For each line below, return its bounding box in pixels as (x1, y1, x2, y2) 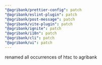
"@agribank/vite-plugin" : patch (5, 21, 73, 27)
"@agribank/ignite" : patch (5, 26, 62, 31)
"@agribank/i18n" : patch (5, 31, 57, 36)
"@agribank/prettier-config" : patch (5, 7, 82, 13)
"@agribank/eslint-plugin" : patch (5, 12, 78, 17)
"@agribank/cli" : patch (5, 36, 55, 41)
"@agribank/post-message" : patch (5, 17, 75, 22)
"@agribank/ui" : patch (5, 40, 53, 45)
